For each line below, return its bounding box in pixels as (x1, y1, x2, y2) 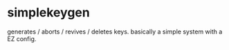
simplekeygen (7, 5, 90, 21)
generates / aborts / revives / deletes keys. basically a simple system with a (7, 27, 223, 36)
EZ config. (7, 34, 37, 42)
